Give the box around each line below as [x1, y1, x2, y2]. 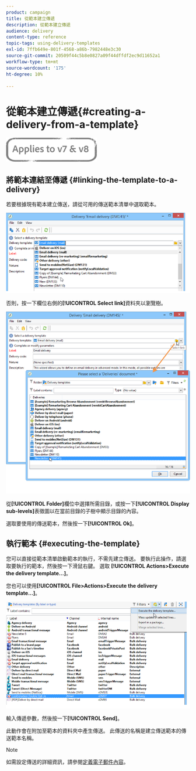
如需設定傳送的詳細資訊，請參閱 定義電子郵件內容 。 [6, 758, 129, 765]
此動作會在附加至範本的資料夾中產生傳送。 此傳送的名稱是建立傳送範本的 [6, 727, 181, 734]
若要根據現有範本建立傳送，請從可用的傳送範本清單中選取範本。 [6, 201, 159, 207]
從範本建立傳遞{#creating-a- [6, 105, 146, 118]
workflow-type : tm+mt [6, 59, 59, 64]
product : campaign [6, 9, 51, 15]
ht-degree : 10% [6, 71, 43, 77]
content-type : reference [6, 34, 66, 40]
